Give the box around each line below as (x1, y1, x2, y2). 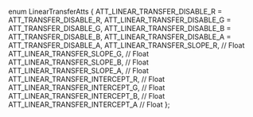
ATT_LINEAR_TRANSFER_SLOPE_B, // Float (8, 57, 150, 67)
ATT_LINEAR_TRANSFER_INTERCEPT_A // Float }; (8, 99, 170, 109)
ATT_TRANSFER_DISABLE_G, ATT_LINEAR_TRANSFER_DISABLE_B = (8, 24, 232, 33)
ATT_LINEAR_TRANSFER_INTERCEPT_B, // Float (8, 92, 165, 100)
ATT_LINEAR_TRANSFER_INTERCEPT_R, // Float (8, 75, 165, 84)
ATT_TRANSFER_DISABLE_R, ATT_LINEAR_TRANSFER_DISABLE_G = (8, 15, 232, 25)
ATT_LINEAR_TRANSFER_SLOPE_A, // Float (8, 66, 150, 75)
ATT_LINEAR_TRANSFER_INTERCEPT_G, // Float (8, 83, 165, 92)
